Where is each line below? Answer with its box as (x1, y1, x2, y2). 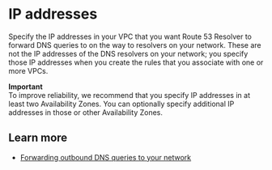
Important (8, 82, 43, 91)
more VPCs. (8, 66, 49, 75)
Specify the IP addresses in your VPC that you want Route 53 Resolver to (8, 32, 253, 41)
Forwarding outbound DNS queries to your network (19, 152, 192, 162)
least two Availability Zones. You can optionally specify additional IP (8, 99, 235, 108)
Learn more (8, 131, 68, 145)
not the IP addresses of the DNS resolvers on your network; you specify (8, 49, 249, 58)
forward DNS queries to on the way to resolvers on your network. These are (8, 40, 261, 49)
